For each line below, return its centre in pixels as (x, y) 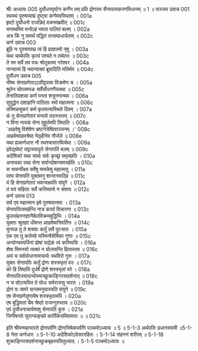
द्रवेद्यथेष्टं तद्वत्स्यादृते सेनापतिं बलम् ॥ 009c (47, 149)
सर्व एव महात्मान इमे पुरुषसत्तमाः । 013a (44, 202)
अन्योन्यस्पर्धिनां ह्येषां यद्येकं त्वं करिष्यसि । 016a (51, 242)
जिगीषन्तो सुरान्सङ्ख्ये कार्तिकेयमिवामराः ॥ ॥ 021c (54, 316)
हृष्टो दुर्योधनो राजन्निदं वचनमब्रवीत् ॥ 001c (46, 23)
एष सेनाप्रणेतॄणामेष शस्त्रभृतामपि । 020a (44, 296)
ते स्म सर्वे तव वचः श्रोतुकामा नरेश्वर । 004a (48, 63)
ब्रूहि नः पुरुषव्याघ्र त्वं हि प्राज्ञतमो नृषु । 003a (47, 49)
